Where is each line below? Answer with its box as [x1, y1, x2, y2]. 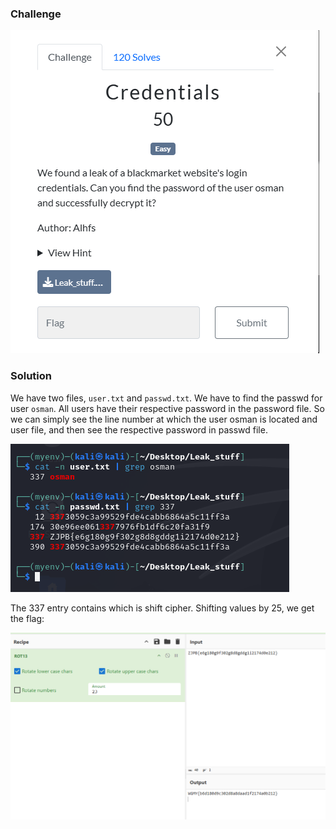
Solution [10, 369, 53, 383]
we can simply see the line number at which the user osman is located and [10, 413, 318, 425]
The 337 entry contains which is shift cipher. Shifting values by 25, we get [10, 602, 315, 614]
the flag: [10, 612, 45, 624]
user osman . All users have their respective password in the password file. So [10, 402, 325, 414]
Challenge [10, 7, 62, 21]
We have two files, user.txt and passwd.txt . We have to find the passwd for [10, 392, 323, 404]
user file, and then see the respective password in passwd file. [10, 423, 268, 436]
